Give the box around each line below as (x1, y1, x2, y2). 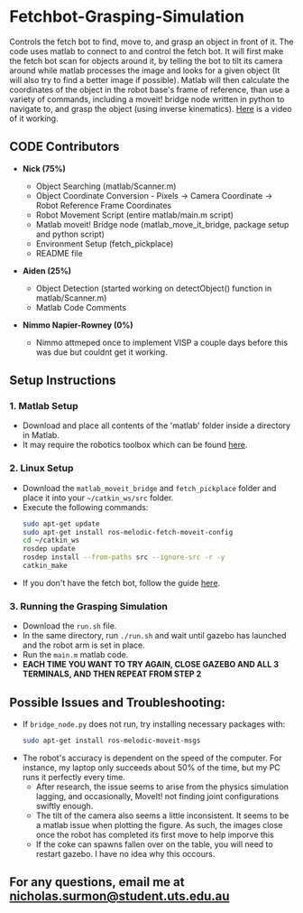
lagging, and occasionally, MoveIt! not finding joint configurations (35, 790, 280, 801)
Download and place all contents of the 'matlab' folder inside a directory (22, 420, 291, 431)
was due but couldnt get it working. (35, 346, 169, 358)
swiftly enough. (35, 800, 94, 811)
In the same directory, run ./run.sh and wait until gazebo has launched (22, 630, 287, 641)
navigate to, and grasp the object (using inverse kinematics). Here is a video (9, 103, 292, 114)
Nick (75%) (22, 163, 66, 173)
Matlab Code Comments (35, 302, 127, 312)
